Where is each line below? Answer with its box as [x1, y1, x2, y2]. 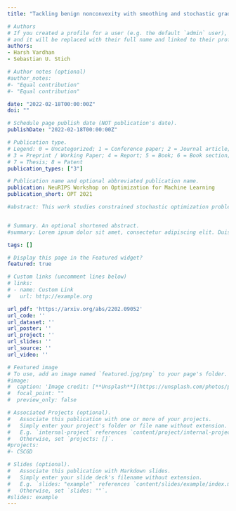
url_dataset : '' [7, 319, 55, 326]
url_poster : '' [7, 325, 52, 332]
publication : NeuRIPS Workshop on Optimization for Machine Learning [7, 184, 216, 192]
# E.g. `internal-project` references [7, 429, 128, 436]
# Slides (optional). [7, 461, 71, 468]
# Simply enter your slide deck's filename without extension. [7, 474, 202, 481]
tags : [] [7, 241, 33, 248]
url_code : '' [7, 312, 46, 319]
